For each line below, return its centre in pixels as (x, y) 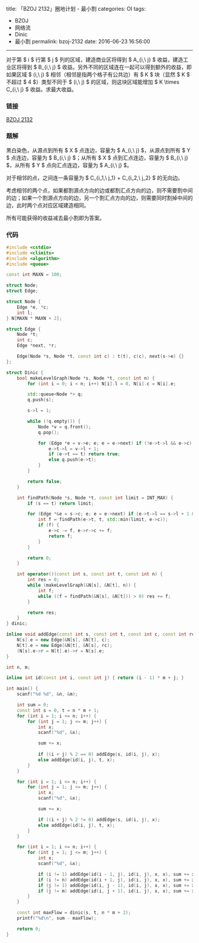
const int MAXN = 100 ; (34, 275)
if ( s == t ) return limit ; (61, 503)
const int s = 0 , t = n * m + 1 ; (58, 710)
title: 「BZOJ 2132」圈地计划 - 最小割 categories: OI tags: (76, 9)
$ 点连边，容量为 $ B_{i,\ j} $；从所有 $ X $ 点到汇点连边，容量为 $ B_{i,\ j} (97, 158)
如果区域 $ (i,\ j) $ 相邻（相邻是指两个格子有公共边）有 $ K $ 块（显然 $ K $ (98, 74)
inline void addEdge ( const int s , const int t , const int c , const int (97, 634)
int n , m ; (18, 667)
